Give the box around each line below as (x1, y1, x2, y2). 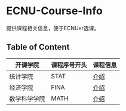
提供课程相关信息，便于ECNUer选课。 (6, 24, 100, 31)
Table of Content (6, 42, 70, 52)
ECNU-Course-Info (6, 4, 103, 18)
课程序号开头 (51, 61, 88, 69)
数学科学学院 (9, 94, 46, 103)
